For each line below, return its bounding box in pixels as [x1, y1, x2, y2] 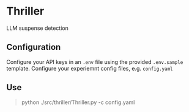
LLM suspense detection [6, 24, 69, 32]
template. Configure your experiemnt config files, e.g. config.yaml [6, 65, 173, 72]
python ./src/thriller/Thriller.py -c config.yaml [21, 99, 135, 106]
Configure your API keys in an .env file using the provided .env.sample [6, 58, 183, 65]
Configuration [6, 42, 61, 52]
